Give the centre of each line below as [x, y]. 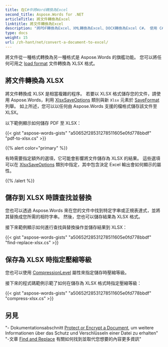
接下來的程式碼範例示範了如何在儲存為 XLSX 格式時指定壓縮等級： [73, 283]
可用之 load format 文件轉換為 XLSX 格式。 [53, 63]
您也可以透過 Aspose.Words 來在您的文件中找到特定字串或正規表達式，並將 [83, 211]
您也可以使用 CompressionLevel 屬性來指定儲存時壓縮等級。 [67, 273]
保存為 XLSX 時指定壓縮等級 [48, 259]
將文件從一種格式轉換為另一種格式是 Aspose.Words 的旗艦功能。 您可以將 [81, 57]
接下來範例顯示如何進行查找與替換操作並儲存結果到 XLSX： [66, 227]
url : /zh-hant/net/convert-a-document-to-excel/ [57, 42]
